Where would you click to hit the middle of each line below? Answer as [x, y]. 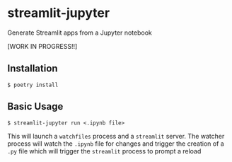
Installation [33, 69]
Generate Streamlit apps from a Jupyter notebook [80, 33]
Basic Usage [35, 106]
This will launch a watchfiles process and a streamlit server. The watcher [116, 136]
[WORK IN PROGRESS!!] [42, 46]
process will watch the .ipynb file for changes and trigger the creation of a [116, 144]
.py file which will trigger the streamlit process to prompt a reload [104, 151]
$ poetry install [33, 85]
